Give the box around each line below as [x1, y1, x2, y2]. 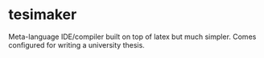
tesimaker [8, 6, 77, 24]
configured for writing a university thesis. [8, 40, 145, 49]
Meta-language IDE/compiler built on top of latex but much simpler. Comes [8, 32, 257, 41]
